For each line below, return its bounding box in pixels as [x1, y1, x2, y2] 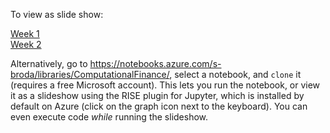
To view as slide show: [10, 9, 104, 20]
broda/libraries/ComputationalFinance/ [10, 69, 170, 80]
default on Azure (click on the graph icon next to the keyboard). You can [10, 100, 308, 112]
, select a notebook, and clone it [169, 69, 302, 80]
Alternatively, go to [10, 58, 88, 69]
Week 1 [10, 28, 40, 39]
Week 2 [10, 39, 42, 50]
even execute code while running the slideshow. [10, 111, 209, 123]
